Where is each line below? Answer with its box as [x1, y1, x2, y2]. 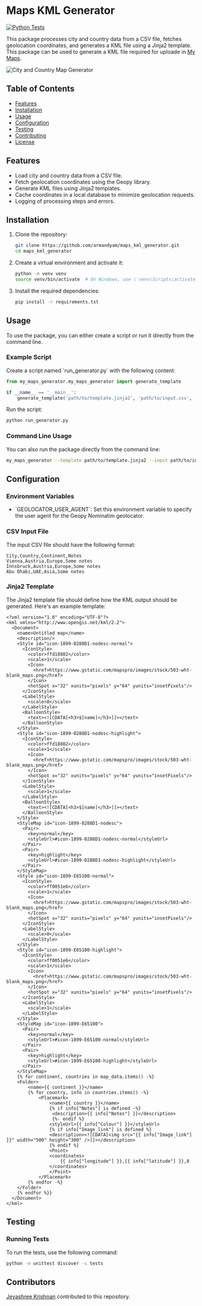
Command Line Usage [6, 432, 72, 441]
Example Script [6, 353, 52, 362]
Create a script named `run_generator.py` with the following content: [6, 366, 176, 374]
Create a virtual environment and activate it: [14, 259, 124, 266]
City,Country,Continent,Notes [6, 553, 82, 559]
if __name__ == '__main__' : [6, 389, 77, 395]
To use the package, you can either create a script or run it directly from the [6, 331, 194, 339]
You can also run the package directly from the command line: [6, 445, 161, 453]
